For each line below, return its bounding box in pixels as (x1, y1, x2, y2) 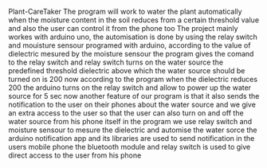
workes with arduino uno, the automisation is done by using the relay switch (8, 32, 257, 41)
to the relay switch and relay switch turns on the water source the (8, 57, 224, 67)
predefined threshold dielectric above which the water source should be (8, 66, 245, 75)
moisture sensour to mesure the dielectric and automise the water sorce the (8, 125, 257, 135)
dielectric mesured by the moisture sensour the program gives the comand (8, 49, 254, 58)
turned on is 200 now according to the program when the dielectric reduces (8, 75, 257, 84)
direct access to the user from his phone (8, 150, 142, 160)
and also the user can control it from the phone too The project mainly (8, 24, 238, 33)
